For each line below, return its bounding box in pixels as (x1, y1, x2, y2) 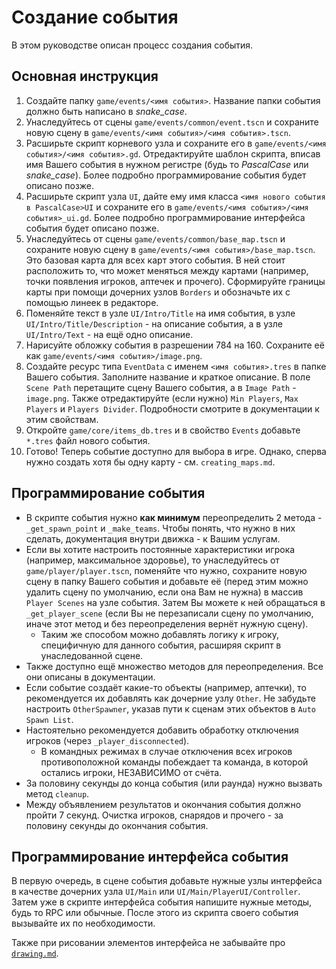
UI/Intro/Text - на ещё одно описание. (25, 328, 194, 340)
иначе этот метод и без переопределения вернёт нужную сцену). (25, 617, 309, 630)
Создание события (11, 6, 179, 29)
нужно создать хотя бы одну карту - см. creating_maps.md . (25, 456, 276, 468)
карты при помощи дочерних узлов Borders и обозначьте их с (25, 286, 291, 298)
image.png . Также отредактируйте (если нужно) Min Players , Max (25, 392, 299, 404)
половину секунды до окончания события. (25, 819, 209, 831)
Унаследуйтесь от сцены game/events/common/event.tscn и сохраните (25, 116, 319, 128)
